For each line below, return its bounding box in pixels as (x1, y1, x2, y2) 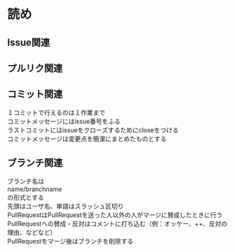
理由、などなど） (7, 228, 57, 237)
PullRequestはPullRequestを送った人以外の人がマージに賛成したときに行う (7, 211, 223, 219)
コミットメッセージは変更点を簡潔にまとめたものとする (7, 134, 167, 143)
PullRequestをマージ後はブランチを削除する (7, 237, 134, 245)
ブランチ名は (7, 176, 44, 185)
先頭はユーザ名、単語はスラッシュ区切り (7, 202, 124, 210)
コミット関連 (7, 88, 63, 100)
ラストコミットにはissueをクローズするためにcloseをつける (7, 125, 179, 134)
